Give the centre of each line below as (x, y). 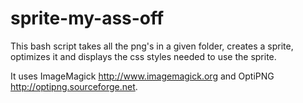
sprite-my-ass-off (87, 18)
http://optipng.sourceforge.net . (74, 86)
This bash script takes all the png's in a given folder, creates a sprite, (152, 46)
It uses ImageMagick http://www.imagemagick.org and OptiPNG (142, 76)
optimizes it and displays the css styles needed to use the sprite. (143, 56)
